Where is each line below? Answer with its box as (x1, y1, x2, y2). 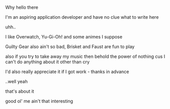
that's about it (5, 88, 35, 94)
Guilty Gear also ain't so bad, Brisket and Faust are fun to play (5, 44, 135, 50)
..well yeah (5, 79, 28, 84)
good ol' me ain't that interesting (5, 98, 74, 104)
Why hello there (5, 5, 39, 10)
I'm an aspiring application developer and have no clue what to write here (5, 14, 159, 20)
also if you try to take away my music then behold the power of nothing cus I (5, 53, 165, 59)
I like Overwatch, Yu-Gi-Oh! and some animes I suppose (5, 34, 123, 40)
